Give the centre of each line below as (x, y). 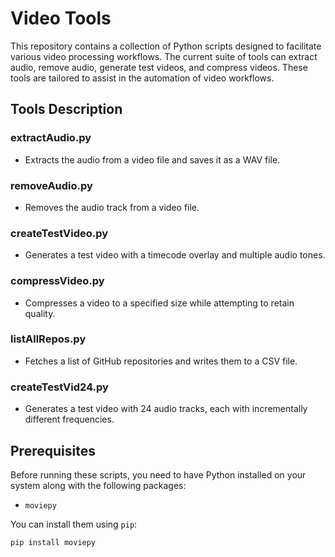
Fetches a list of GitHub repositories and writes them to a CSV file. (161, 361)
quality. (40, 313)
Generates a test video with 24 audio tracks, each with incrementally (166, 409)
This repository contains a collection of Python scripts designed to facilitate (166, 46)
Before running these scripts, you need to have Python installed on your (158, 474)
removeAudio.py (51, 185)
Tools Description (66, 109)
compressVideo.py (57, 281)
